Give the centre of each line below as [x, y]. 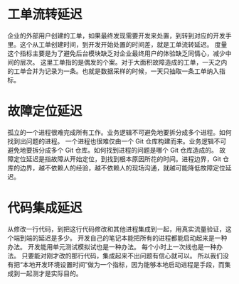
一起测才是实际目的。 [51, 273]
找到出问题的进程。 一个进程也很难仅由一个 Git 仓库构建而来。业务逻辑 [111, 141]
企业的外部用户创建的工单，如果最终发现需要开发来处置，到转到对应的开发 [116, 35]
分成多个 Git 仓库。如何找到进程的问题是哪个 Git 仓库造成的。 [128, 150]
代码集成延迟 [45, 208]
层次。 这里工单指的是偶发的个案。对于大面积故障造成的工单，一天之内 [123, 62]
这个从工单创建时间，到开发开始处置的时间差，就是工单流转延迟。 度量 [123, 44]
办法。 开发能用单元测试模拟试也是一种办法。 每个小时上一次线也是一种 [112, 246]
